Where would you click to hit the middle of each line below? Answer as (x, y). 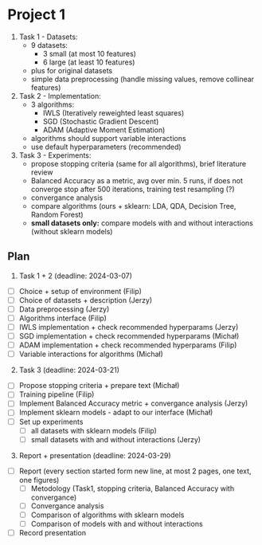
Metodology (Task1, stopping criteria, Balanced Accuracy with (133, 488)
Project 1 (36, 15)
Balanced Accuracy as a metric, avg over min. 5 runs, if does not (137, 180)
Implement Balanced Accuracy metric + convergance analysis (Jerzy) (133, 403)
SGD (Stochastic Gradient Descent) (101, 121)
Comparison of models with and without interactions (117, 523)
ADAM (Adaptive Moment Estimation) (104, 130)
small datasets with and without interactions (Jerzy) (115, 439)
